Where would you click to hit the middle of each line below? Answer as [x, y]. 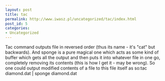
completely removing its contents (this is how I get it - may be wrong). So [80, 63]
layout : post [19, 10]
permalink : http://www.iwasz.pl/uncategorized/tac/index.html [71, 19]
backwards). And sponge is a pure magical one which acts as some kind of [82, 52]
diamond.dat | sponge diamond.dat [41, 73]
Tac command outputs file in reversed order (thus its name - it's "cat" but [80, 47]
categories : [17, 28]
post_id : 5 [16, 24]
